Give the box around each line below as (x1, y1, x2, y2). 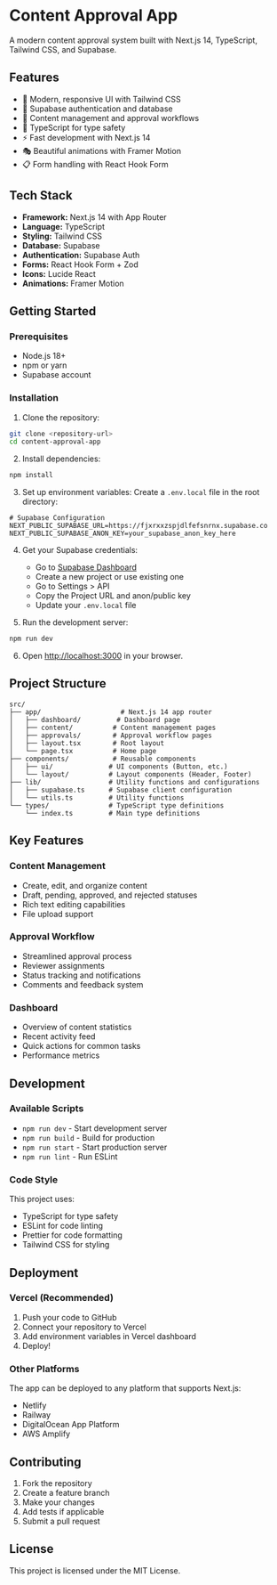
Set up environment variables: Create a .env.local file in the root (21, 487, 260, 498)
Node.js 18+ (21, 351, 67, 362)
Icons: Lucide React (21, 268, 96, 279)
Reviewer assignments (21, 960, 105, 971)
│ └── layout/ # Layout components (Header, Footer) (9, 769, 252, 779)
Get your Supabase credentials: (21, 545, 138, 556)
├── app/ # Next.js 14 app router (9, 707, 213, 717)
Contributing (9, 1454, 82, 1469)
